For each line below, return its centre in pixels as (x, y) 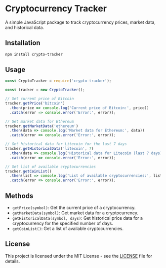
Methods (19, 196)
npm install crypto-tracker (34, 54)
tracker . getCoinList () (28, 171)
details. (13, 261)
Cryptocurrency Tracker (56, 9)
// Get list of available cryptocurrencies (51, 167)
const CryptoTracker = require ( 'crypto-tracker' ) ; (58, 81)
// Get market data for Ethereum (40, 121)
